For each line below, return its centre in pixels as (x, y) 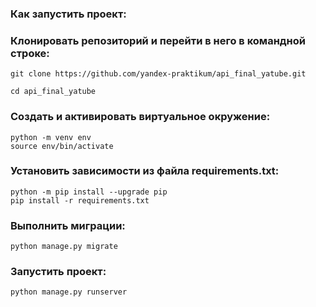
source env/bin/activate (62, 146)
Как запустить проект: (68, 14)
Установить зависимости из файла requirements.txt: (145, 171)
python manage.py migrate (64, 247)
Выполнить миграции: (68, 225)
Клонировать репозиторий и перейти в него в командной (158, 40)
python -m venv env (51, 137)
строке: (30, 53)
